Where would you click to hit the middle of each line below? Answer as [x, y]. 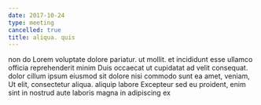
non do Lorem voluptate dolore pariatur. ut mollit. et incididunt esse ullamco [130, 60]
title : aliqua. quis [42, 37]
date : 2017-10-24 [37, 15]
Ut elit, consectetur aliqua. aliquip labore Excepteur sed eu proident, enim [127, 85]
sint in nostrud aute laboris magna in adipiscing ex [90, 93]
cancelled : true [35, 30]
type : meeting [31, 23]
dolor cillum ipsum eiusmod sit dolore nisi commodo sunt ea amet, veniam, [129, 76]
